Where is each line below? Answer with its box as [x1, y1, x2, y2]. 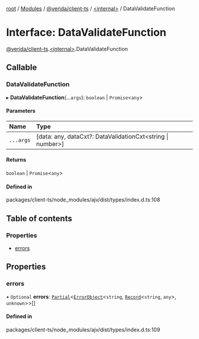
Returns [6, 156, 27, 164]
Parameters [6, 107, 36, 114]
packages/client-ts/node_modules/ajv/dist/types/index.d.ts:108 [6, 196, 161, 203]
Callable [6, 62, 37, 73]
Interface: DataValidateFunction [6, 26, 167, 39]
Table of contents [6, 213, 72, 223]
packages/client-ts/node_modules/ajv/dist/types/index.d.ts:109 [6, 326, 161, 333]
